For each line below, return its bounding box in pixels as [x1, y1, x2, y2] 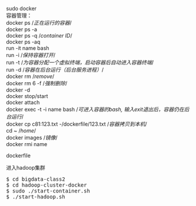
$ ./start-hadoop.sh [6, 194, 66, 200]
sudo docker [6, 5, 37, 12]
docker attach [6, 99, 40, 106]
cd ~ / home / [6, 127, 36, 134]
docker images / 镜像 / [6, 134, 58, 141]
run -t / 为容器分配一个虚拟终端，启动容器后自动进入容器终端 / [6, 59, 154, 66]
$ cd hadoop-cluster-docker [6, 182, 87, 188]
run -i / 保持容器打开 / [6, 52, 56, 58]
